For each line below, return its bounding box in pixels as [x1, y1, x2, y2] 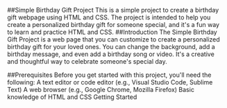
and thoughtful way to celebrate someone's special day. [7, 57, 168, 65]
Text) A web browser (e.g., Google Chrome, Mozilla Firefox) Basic [7, 86, 194, 93]
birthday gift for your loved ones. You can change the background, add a [7, 43, 215, 51]
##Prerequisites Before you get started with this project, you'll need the [7, 71, 212, 79]
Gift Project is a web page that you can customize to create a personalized [7, 35, 220, 44]
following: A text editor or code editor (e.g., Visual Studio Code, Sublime [7, 78, 213, 86]
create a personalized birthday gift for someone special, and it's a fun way [7, 21, 220, 28]
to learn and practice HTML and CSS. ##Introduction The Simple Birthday [7, 28, 217, 36]
